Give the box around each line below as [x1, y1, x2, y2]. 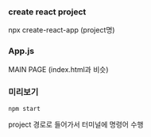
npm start [8, 105, 41, 112]
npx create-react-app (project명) [8, 25, 115, 35]
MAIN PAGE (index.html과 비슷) [8, 64, 109, 74]
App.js [8, 46, 34, 57]
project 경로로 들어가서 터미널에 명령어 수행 [8, 120, 144, 129]
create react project [8, 6, 87, 17]
